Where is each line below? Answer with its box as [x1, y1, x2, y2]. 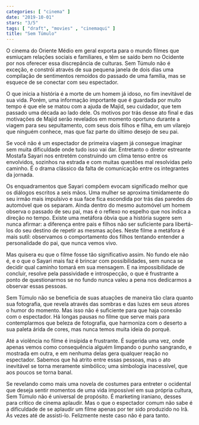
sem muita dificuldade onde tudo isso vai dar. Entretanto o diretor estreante [6, 146, 191, 153]
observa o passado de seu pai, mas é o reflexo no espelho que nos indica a [6, 208, 191, 215]
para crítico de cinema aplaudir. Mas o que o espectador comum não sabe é [6, 399, 193, 407]
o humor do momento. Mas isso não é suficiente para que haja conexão [6, 307, 182, 314]
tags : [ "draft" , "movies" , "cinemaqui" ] [6, 25, 116, 32]
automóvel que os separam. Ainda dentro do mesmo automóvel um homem [6, 202, 190, 209]
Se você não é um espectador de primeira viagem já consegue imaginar [6, 140, 182, 147]
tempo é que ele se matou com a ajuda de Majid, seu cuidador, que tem [6, 103, 181, 110]
